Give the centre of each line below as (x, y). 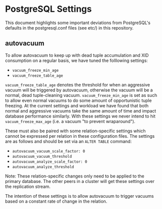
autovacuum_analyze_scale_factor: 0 (50, 162)
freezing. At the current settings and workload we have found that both (77, 105)
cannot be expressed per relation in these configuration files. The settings (80, 136)
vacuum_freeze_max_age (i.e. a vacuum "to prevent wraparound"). (70, 121)
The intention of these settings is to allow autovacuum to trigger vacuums (80, 196)
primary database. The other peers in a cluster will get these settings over (80, 181)
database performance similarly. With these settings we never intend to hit (80, 116)
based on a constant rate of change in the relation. (56, 201)
